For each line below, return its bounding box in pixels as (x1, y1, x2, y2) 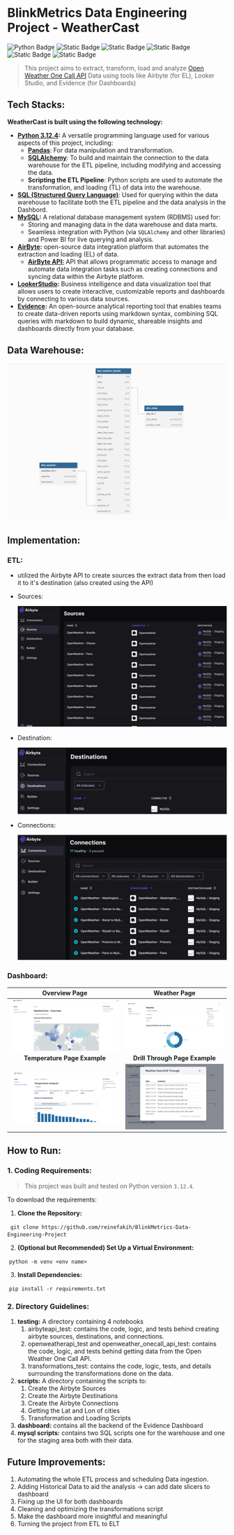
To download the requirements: (7, 1195, 97, 1204)
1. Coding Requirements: (7, 1166, 92, 1176)
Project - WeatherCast (7, 20, 139, 36)
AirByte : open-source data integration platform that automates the (17, 243, 209, 251)
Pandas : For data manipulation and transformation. (27, 145, 174, 154)
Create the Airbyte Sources (27, 1384, 107, 1392)
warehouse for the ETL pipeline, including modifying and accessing (27, 161, 221, 169)
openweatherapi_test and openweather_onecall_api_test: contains (27, 1340, 217, 1348)
